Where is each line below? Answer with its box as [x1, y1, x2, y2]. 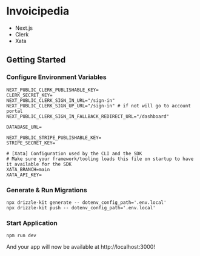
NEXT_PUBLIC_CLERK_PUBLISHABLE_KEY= [6, 87, 99, 93]
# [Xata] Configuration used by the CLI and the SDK [6, 150, 142, 157]
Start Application [6, 218, 58, 227]
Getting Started [6, 55, 66, 65]
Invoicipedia [6, 4, 70, 18]
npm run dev [6, 232, 36, 239]
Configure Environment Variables [6, 73, 107, 81]
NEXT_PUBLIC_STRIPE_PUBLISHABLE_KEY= [6, 135, 102, 141]
